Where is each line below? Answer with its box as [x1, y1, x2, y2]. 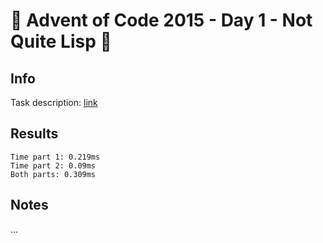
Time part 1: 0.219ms [10, 152, 101, 162]
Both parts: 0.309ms [10, 169, 97, 179]
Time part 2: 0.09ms [10, 160, 97, 171]
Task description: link [10, 97, 98, 108]
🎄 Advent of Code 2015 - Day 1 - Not [10, 9, 313, 32]
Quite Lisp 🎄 [10, 30, 112, 53]
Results [10, 125, 59, 143]
